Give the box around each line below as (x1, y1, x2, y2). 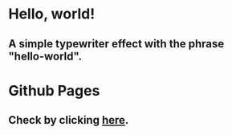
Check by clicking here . (8, 113, 129, 127)
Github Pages (8, 81, 100, 100)
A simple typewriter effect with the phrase (8, 37, 225, 51)
